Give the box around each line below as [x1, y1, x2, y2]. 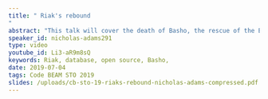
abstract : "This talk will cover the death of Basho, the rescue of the [8, 26, 255, 34]
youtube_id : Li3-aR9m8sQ [8, 49, 91, 57]
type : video [8, 42, 48, 49]
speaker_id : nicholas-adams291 [8, 34, 112, 42]
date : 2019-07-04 [8, 64, 66, 72]
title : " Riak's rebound [8, 11, 91, 20]
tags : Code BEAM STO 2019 [8, 71, 94, 79]
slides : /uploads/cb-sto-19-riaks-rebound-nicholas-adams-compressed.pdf [8, 78, 259, 86]
